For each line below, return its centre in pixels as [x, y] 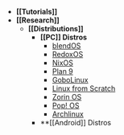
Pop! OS [66, 105]
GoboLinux [70, 80]
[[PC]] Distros [63, 37]
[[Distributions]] [56, 29]
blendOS [66, 46]
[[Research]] [38, 20]
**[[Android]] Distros [75, 123]
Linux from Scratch [84, 88]
